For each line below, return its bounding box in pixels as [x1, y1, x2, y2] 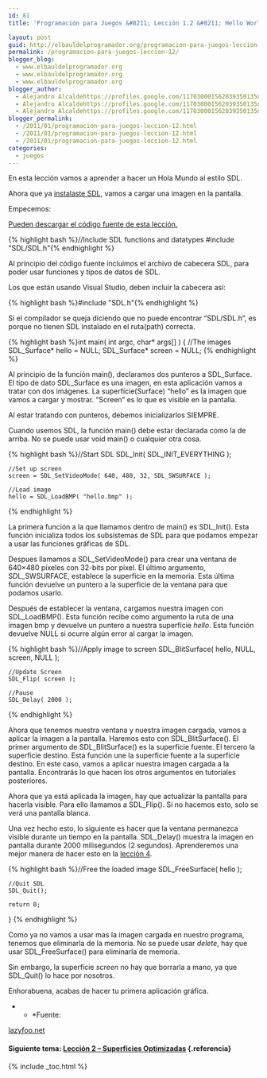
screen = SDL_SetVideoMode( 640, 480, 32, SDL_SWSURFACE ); [8, 472, 212, 480]
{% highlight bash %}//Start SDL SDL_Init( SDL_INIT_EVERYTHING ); [8, 450, 232, 460]
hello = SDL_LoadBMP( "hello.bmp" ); [8, 493, 133, 501]
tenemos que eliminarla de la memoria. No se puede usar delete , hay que [8, 939, 248, 948]
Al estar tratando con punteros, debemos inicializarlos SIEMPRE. [8, 410, 219, 420]
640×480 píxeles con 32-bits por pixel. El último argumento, [8, 563, 207, 572]
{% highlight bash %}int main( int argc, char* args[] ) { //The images [8, 337, 232, 347]
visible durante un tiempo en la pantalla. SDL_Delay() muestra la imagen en [8, 832, 254, 842]
